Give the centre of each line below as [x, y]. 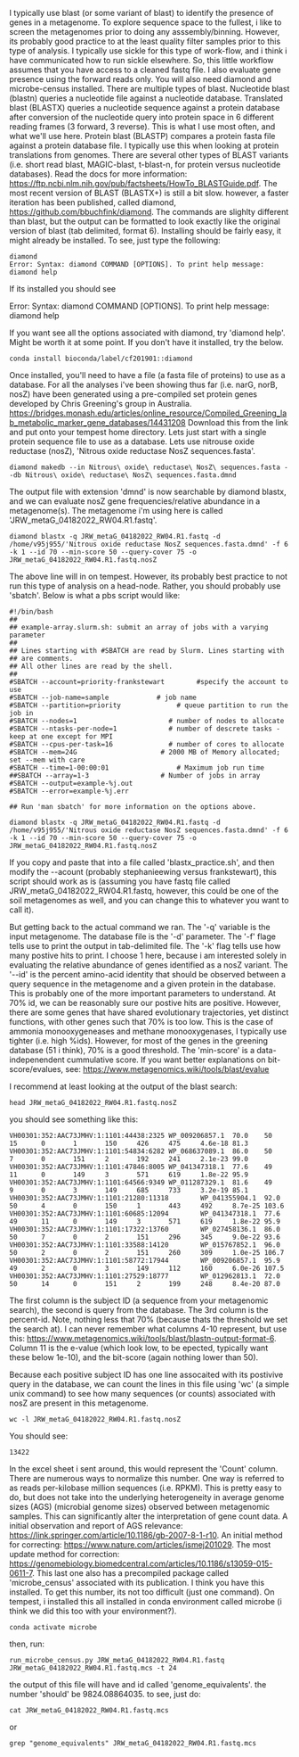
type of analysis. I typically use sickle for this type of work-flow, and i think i [148, 51]
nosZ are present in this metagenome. [79, 1403]
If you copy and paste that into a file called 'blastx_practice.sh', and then [142, 862]
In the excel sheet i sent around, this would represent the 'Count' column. [144, 1469]
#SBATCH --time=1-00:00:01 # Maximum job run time [137, 768]
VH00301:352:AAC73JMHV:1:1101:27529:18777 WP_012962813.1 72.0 [145, 1276]
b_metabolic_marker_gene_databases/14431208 [97, 422]
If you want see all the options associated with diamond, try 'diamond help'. [148, 333]
